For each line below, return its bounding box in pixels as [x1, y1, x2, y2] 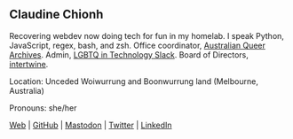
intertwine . [9, 58, 49, 69]
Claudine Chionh [9, 7, 104, 22]
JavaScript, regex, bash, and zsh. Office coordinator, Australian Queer [9, 40, 266, 50]
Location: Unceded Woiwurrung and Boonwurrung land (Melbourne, [9, 75, 259, 87]
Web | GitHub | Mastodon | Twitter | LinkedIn [9, 120, 172, 130]
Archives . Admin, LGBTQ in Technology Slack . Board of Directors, [9, 49, 249, 60]
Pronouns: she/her [9, 102, 77, 113]
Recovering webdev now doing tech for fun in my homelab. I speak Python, [9, 30, 284, 41]
